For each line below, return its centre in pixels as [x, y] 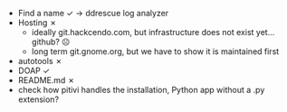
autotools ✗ [40, 61]
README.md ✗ [46, 80]
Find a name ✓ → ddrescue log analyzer [93, 13]
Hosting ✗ [37, 23]
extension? [38, 99]
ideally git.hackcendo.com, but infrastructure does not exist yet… [153, 32]
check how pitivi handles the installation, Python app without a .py [141, 90]
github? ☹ [51, 42]
